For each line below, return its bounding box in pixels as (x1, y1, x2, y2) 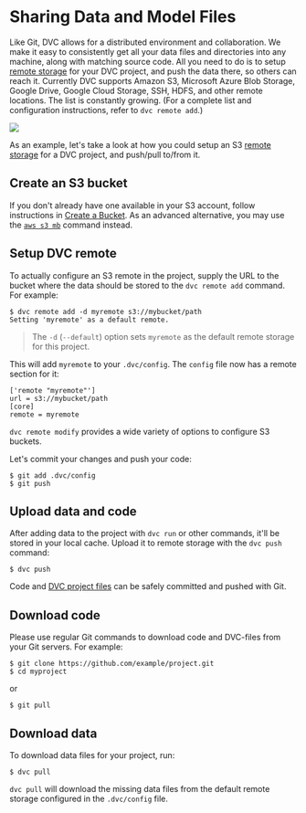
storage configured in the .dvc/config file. (9, 793, 169, 804)
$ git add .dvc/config (9, 470, 96, 480)
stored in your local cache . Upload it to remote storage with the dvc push (9, 537, 282, 549)
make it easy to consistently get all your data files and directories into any (9, 46, 287, 57)
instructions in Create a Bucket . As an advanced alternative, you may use (9, 209, 285, 220)
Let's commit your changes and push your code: (9, 453, 192, 464)
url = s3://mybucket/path (9, 394, 108, 403)
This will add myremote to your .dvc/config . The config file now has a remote (9, 358, 297, 369)
